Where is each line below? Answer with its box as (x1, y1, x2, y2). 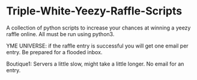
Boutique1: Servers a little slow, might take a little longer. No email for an (6, 60, 184, 67)
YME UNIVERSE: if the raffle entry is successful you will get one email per (6, 42, 189, 49)
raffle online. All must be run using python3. (6, 30, 115, 37)
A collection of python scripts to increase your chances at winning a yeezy (6, 24, 191, 31)
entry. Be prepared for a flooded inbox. (6, 48, 103, 55)
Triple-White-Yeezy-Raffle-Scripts (6, 4, 183, 18)
